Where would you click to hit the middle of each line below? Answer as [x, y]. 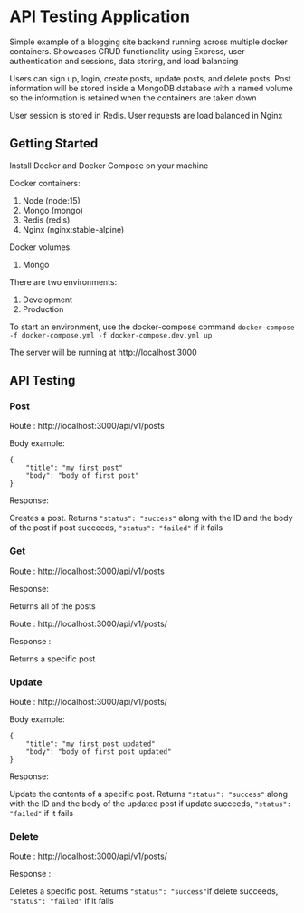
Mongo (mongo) [52, 210]
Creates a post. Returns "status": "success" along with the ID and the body [151, 518]
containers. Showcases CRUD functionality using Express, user [128, 51]
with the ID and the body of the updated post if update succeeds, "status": [150, 804]
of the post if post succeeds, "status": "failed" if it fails [116, 528]
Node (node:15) [52, 200]
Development [47, 300]
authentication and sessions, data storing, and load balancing [124, 61]
